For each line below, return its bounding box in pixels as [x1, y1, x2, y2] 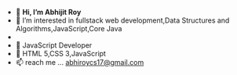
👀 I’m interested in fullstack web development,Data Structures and [15, 16, 230, 25]
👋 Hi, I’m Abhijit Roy [15, 8, 82, 16]
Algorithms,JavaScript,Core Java [15, 24, 122, 33]
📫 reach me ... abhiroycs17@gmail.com [15, 58, 144, 66]
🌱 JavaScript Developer [15, 41, 93, 50]
